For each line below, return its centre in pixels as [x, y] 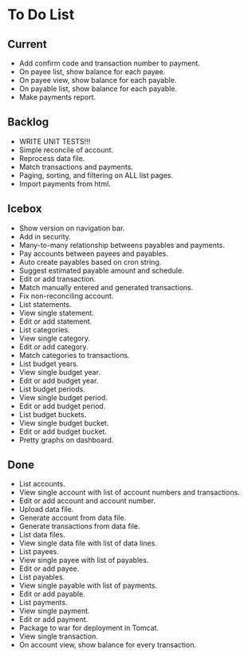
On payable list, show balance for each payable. [98, 89]
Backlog [28, 122]
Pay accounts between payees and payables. [93, 254]
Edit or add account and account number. [87, 501]
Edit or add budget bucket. [63, 431]
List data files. [42, 535]
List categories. [44, 329]
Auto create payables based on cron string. [90, 262]
